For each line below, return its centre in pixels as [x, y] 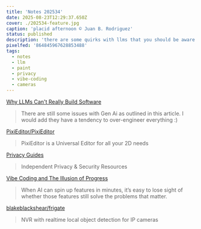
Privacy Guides [25, 155]
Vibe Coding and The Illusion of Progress [57, 178]
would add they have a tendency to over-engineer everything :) [99, 120]
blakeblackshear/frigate [36, 208]
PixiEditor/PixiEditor [31, 131]
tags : [13, 51]
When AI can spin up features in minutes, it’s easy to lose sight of [102, 190]
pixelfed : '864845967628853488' [47, 46]
